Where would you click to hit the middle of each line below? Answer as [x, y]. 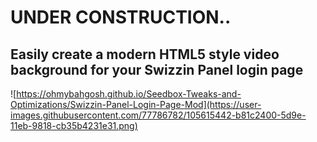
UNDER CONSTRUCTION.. [121, 17]
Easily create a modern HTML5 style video [145, 54]
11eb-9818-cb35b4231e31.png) [74, 125]
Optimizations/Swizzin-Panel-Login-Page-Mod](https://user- [136, 104]
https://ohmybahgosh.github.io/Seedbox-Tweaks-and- [129, 94]
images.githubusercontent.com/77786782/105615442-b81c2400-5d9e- [158, 115]
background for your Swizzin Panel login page [157, 69]
